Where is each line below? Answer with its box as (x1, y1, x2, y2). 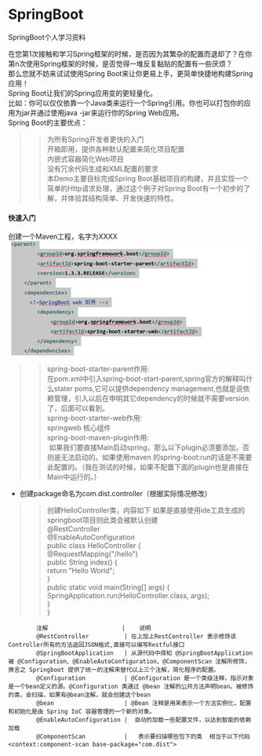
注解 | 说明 (36, 624, 151, 632)
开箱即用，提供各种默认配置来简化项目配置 (46, 144, 185, 154)
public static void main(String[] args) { (46, 583, 170, 592)
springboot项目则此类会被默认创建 (46, 515, 158, 524)
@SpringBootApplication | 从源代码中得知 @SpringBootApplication (36, 649, 253, 657)
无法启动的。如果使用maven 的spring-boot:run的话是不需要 (60, 452, 253, 462)
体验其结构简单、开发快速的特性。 (67, 193, 178, 203)
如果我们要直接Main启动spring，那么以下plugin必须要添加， (49, 442, 243, 452)
